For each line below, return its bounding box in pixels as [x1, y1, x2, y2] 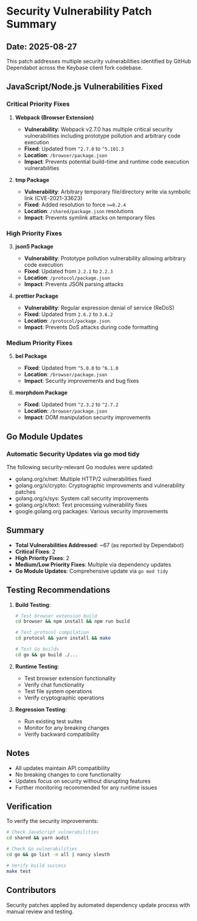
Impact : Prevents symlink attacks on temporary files [24, 214, 155, 221]
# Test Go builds [15, 646, 60, 653]
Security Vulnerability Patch [6, 4, 152, 18]
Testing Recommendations [6, 585, 111, 595]
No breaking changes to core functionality [15, 771, 121, 778]
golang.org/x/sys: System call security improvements [15, 494, 149, 502]
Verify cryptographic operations [24, 694, 105, 701]
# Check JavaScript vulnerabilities [6, 829, 99, 835]
